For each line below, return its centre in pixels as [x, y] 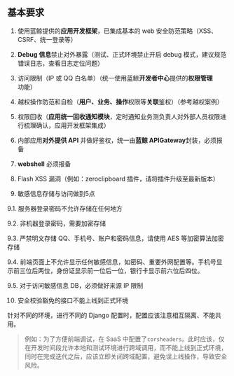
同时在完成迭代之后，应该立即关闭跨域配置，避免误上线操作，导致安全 [126, 356]
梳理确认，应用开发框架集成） [67, 125]
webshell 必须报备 [44, 164]
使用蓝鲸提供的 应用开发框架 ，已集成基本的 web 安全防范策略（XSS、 [117, 31]
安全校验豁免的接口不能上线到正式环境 [73, 300]
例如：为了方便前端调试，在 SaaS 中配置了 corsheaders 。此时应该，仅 [125, 339]
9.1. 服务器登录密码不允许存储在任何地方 [65, 208]
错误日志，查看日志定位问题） [60, 63]
